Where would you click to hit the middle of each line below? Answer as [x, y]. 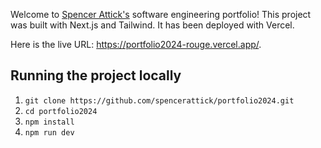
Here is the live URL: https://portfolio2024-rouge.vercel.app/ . [136, 44]
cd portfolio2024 [61, 111]
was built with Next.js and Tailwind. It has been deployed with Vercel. [152, 25]
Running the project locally [96, 75]
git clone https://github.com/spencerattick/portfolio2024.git [159, 100]
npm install [49, 122]
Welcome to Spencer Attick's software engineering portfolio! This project [161, 14]
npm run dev [49, 132]
